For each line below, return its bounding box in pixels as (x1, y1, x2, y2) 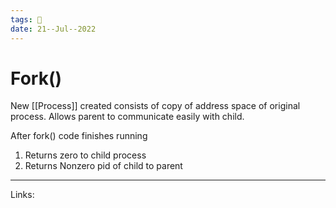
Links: (10, 189, 35, 201)
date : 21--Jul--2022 (10, 24, 97, 34)
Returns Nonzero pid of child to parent (24, 160, 183, 172)
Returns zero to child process (24, 149, 147, 161)
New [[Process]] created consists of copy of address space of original (10, 100, 301, 112)
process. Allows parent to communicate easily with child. (10, 111, 245, 123)
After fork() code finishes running (10, 130, 148, 142)
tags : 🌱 (10, 14, 43, 25)
